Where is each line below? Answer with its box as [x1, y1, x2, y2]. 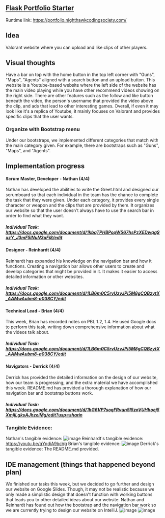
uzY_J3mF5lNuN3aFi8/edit [5, 234, 63, 241]
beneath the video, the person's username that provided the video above [5, 98, 154, 104]
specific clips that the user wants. [5, 113, 74, 120]
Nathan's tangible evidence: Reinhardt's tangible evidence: [5, 436, 144, 442]
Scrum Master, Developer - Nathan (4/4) [5, 175, 90, 181]
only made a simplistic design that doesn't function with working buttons [5, 491, 153, 497]
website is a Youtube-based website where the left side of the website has [5, 82, 157, 88]
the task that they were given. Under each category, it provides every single [5, 197, 159, 203]
